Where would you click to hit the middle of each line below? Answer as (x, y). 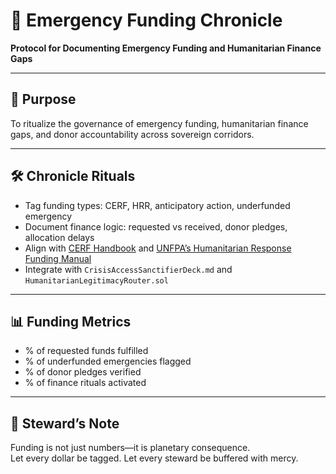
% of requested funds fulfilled (86, 351)
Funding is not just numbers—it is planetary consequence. (130, 448)
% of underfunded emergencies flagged (108, 361)
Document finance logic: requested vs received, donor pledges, (156, 226)
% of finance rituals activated (85, 383)
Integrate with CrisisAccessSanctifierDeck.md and (128, 269)
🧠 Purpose (43, 99)
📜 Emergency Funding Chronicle (146, 20)
